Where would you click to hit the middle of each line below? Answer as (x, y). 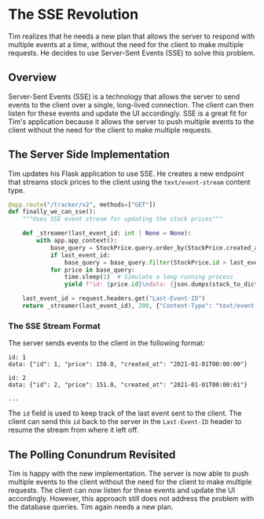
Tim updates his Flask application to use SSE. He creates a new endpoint (126, 174)
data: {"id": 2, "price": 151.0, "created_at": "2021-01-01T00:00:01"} (128, 385)
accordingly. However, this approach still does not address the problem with (131, 499)
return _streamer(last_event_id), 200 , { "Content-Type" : (117, 306)
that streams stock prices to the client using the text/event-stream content (129, 181)
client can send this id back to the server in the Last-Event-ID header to (125, 422)
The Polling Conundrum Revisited (92, 454)
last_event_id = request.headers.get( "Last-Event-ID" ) (114, 299)
